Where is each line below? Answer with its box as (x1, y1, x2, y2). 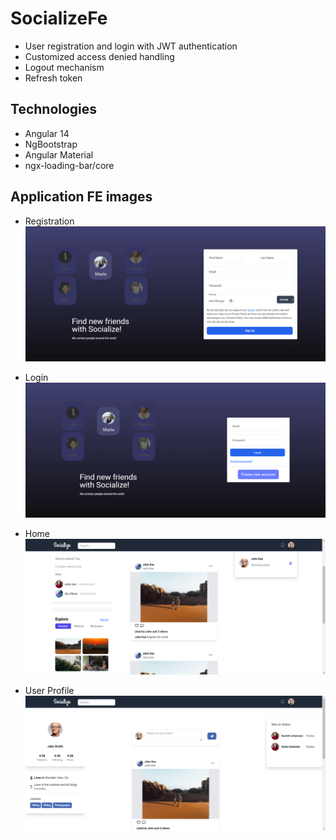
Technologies (10, 101, 98, 118)
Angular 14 (24, 127, 70, 139)
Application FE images (10, 188, 153, 206)
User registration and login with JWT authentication (24, 40, 238, 52)
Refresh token (24, 72, 83, 84)
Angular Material (24, 148, 94, 161)
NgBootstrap (24, 138, 78, 150)
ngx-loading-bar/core (24, 159, 115, 171)
